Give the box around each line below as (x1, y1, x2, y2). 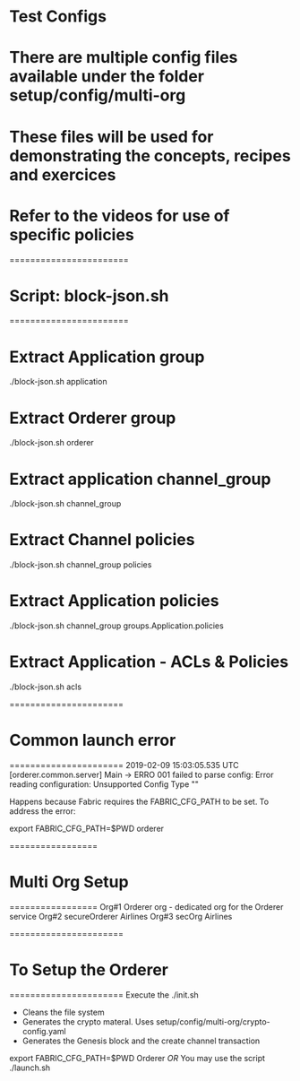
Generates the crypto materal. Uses (21, 1016, 155, 1027)
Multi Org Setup (9, 872, 129, 893)
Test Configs (9, 6, 107, 27)
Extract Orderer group (9, 408, 176, 428)
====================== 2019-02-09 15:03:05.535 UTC (9, 760, 239, 770)
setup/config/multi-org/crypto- (156, 1016, 270, 1027)
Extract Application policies (9, 591, 219, 611)
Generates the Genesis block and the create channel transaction (21, 1035, 261, 1046)
